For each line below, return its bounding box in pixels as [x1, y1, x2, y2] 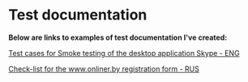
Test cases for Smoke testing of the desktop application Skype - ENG [8, 48, 241, 58]
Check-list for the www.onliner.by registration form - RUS [8, 63, 200, 74]
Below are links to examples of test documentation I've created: [8, 32, 228, 42]
